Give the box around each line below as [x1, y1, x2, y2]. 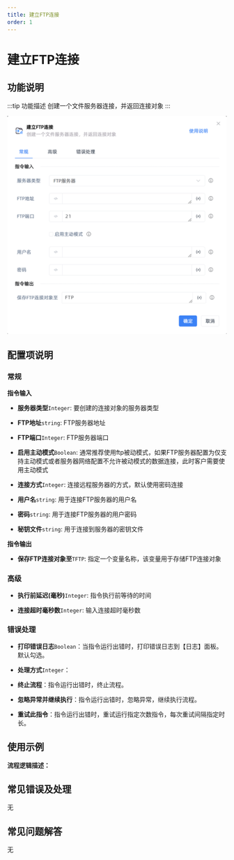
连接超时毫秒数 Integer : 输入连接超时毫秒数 [17, 605, 141, 614]
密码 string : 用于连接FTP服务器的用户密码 [17, 510, 137, 519]
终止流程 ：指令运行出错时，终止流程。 [17, 680, 127, 688]
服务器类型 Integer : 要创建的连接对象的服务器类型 [17, 404, 159, 412]
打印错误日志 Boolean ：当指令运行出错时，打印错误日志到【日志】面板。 [17, 642, 223, 650]
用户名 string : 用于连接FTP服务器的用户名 [17, 495, 137, 504]
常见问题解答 [7, 825, 63, 837]
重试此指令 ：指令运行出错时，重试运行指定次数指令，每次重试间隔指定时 [17, 710, 225, 718]
